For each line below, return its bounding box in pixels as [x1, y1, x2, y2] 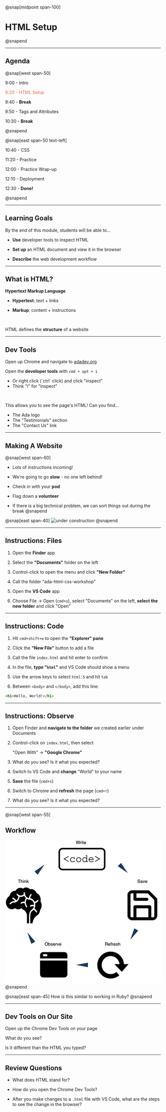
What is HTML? [5, 275, 53, 283]
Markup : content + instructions [12, 307, 76, 313]
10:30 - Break [5, 118, 33, 124]
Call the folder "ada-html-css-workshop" [12, 579, 96, 585]
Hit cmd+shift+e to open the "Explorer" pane [12, 635, 104, 641]
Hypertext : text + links [12, 297, 59, 304]
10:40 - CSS [5, 147, 30, 153]
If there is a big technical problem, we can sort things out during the [12, 503, 151, 509]
